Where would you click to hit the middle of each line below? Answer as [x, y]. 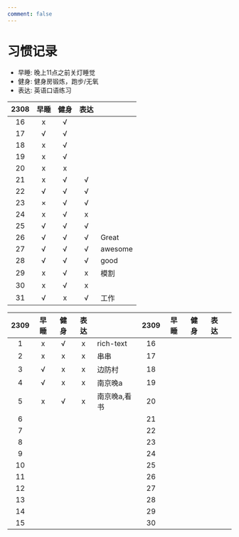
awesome [117, 249]
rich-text [112, 343]
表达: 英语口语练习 [44, 90]
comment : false [30, 14]
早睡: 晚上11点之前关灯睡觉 [57, 72]
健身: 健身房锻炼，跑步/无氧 [58, 81]
